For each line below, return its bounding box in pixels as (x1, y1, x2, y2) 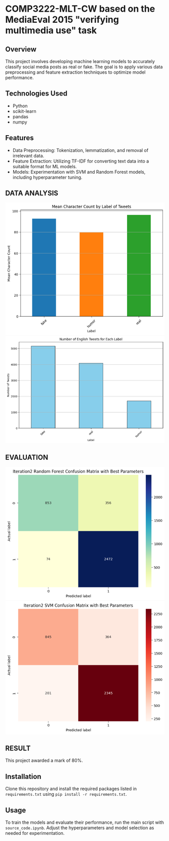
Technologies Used (5, 89, 67, 98)
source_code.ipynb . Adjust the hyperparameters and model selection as (5, 824, 154, 831)
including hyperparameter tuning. (12, 174, 82, 180)
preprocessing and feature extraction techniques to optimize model (5, 69, 146, 75)
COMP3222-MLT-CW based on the (5, 3, 155, 15)
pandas (12, 113, 29, 119)
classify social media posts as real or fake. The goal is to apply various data (5, 64, 163, 70)
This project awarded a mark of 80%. (5, 758, 83, 764)
